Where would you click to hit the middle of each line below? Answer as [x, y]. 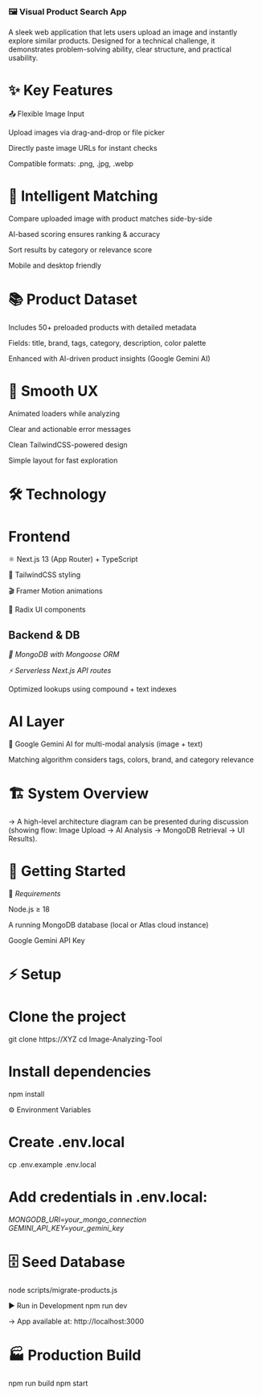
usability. [23, 58]
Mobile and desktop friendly [55, 266]
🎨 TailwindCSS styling [45, 575]
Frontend [39, 537]
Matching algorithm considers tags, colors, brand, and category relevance [131, 759]
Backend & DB [44, 635]
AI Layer [37, 722]
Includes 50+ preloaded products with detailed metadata [102, 327]
